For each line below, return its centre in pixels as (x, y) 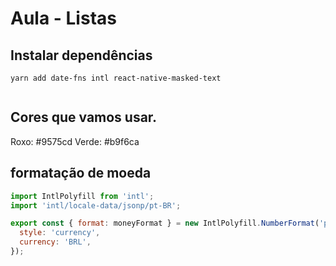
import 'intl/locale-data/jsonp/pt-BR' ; (96, 205)
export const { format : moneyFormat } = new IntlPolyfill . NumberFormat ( (165, 223)
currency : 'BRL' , (55, 242)
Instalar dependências (81, 55)
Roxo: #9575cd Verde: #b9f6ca (75, 141)
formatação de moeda (81, 173)
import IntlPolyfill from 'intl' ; (82, 196)
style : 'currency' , (60, 233)
